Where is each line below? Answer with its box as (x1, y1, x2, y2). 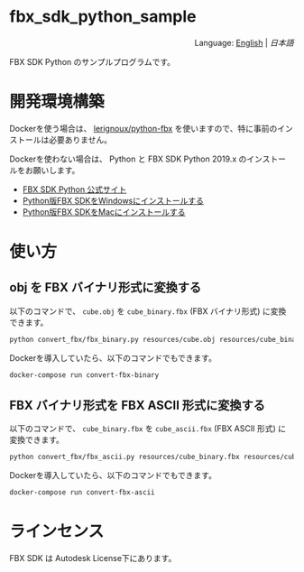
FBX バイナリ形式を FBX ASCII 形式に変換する (9, 398, 266, 413)
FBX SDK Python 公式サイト (22, 183, 127, 195)
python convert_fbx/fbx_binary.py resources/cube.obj (9, 335, 216, 344)
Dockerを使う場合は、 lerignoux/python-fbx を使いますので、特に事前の (9, 123, 278, 134)
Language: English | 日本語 (194, 37, 294, 48)
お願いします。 (24, 164, 80, 175)
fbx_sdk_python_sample (9, 6, 197, 27)
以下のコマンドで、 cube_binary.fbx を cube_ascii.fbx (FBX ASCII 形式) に (9, 423, 287, 434)
